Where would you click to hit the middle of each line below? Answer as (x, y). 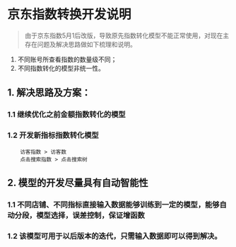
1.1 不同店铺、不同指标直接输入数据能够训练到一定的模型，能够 (114, 205)
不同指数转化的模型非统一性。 (61, 68)
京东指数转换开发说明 (70, 15)
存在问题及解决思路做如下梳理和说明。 (80, 44)
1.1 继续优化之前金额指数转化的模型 (66, 115)
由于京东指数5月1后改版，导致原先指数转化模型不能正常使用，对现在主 (127, 35)
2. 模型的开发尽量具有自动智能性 (78, 182)
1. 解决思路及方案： (49, 93)
